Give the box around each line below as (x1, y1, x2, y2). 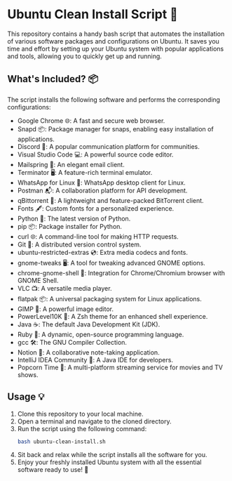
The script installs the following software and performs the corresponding (7, 95, 221, 104)
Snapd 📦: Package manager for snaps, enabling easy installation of (17, 124, 214, 133)
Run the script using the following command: (17, 424, 147, 433)
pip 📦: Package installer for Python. (17, 222, 123, 230)
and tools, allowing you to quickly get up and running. (7, 52, 163, 60)
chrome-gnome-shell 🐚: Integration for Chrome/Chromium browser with (17, 268, 226, 277)
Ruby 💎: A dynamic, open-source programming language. (17, 330, 184, 338)
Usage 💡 (7, 391, 45, 403)
